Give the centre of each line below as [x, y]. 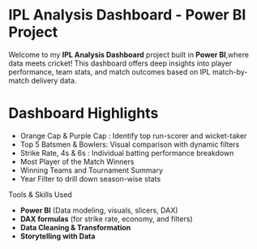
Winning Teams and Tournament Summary [92, 170]
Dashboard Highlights [84, 113]
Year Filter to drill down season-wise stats [90, 178]
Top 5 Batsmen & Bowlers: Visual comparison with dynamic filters [130, 144]
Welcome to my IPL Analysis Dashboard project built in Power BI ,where [129, 54]
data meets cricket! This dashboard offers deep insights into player [120, 63]
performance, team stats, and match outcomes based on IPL [109, 71]
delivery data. [54, 80]
